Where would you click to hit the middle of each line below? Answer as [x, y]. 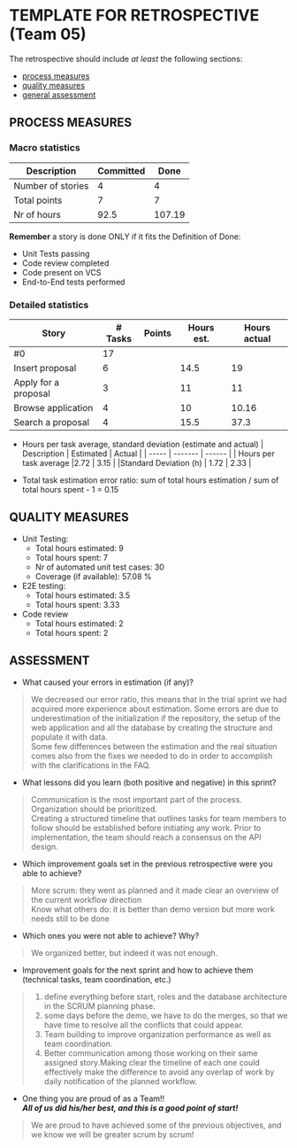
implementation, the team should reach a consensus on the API [146, 837]
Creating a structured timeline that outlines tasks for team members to [159, 818]
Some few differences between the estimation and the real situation [154, 746]
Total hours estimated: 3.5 [83, 595]
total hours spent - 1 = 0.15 [70, 489]
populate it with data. [69, 737]
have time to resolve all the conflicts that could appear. [144, 1025]
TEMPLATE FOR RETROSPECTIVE [134, 16]
